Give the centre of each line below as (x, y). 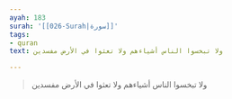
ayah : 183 (28, 18)
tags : (19, 34)
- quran (24, 43)
